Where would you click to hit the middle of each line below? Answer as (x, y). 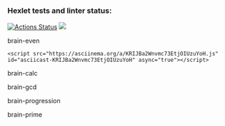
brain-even (24, 41)
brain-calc (22, 73)
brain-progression (34, 101)
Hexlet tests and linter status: (60, 11)
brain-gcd (22, 87)
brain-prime (25, 115)
